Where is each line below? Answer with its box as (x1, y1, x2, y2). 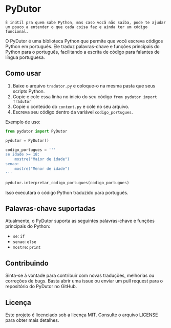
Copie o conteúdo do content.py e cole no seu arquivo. (12, 103, 130, 110)
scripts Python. (12, 88, 45, 94)
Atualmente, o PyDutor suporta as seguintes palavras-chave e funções (5, 218, 155, 224)
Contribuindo (5, 259, 49, 268)
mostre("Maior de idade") (14, 157, 70, 162)
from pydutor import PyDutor (5, 128, 68, 134)
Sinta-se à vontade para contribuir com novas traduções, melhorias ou (5, 272, 155, 279)
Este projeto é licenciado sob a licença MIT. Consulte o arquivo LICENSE (5, 312, 158, 318)
